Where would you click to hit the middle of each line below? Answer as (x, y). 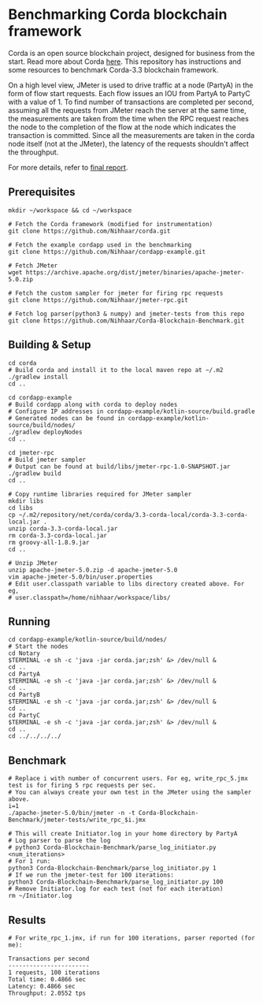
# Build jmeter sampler (47, 460)
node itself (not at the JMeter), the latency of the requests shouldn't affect (129, 143)
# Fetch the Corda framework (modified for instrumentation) (111, 224)
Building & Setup (50, 345)
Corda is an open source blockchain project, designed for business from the (131, 53)
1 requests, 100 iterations (54, 973)
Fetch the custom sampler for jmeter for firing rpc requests (119, 293)
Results (27, 920)
